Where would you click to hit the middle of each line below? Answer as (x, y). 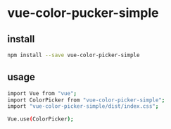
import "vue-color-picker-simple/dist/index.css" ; (83, 106)
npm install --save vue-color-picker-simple (74, 55)
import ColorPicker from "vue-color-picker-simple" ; (86, 100)
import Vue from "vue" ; (42, 93)
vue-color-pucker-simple (83, 13)
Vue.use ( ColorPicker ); (40, 119)
